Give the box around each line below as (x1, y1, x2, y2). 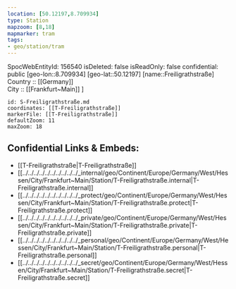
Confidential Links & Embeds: (7, 142, 139, 154)
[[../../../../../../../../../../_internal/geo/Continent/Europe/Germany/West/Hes (17, 168, 229, 177)
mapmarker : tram (7, 30, 55, 37)
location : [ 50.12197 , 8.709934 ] (7, 10, 99, 18)
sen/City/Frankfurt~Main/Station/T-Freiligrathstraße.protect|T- (17, 198, 199, 207)
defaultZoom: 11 (7, 117, 55, 124)
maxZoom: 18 (7, 123, 42, 130)
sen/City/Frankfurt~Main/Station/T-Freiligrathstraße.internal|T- (17, 176, 199, 184)
